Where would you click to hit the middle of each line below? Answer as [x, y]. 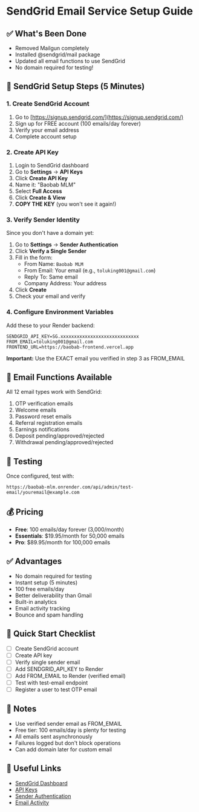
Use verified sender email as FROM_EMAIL [68, 723]
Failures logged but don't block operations [68, 743]
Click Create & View [40, 197]
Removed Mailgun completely [52, 48]
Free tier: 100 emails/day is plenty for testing [70, 730]
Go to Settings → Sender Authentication [67, 245]
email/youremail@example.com [43, 493]
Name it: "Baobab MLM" [45, 184]
